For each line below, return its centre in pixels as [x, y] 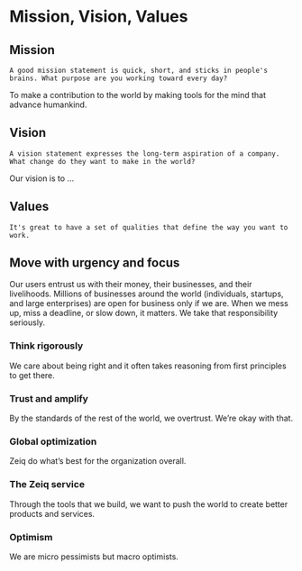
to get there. [32, 375]
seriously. [27, 322]
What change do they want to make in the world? [102, 161]
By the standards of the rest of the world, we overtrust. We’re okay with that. [151, 418]
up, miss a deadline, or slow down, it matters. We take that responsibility [144, 313]
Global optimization [53, 441]
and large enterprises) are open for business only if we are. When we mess [149, 304]
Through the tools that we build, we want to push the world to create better [149, 504]
